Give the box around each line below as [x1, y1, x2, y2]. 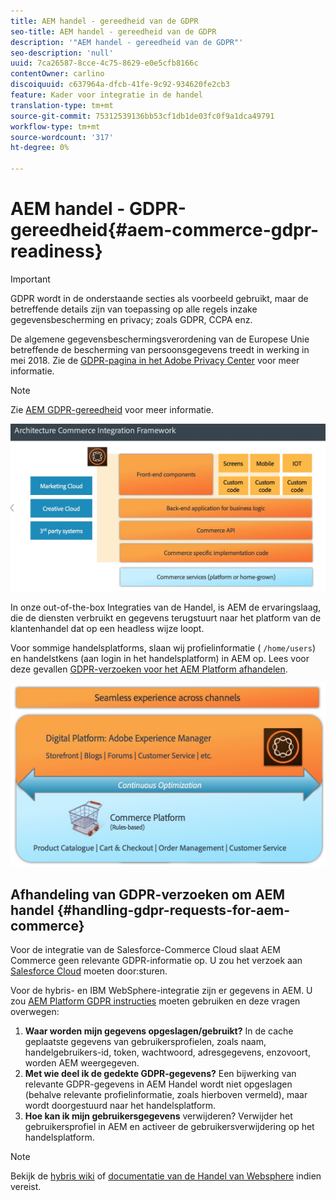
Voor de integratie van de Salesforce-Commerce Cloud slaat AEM [10, 944, 281, 956]
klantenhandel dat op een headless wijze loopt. [10, 623, 205, 635]
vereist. [10, 1181, 42, 1193]
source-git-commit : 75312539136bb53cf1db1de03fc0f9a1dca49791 [10, 111, 275, 121]
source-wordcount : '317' [10, 132, 114, 142]
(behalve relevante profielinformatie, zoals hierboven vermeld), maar [24, 1089, 308, 1101]
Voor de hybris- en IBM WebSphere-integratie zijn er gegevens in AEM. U [10, 985, 313, 997]
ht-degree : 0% [10, 143, 70, 153]
